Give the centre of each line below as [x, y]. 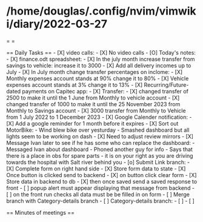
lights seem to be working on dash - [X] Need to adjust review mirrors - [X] [100, 136]
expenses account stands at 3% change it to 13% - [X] [75, 85]
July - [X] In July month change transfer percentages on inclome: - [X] [95, 72]
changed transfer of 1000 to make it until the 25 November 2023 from [93, 104]
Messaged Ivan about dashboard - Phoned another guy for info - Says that [99, 149]
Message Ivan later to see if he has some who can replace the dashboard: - [101, 143]
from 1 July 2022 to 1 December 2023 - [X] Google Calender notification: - [99, 117]
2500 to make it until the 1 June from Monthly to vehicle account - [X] [93, 98]
